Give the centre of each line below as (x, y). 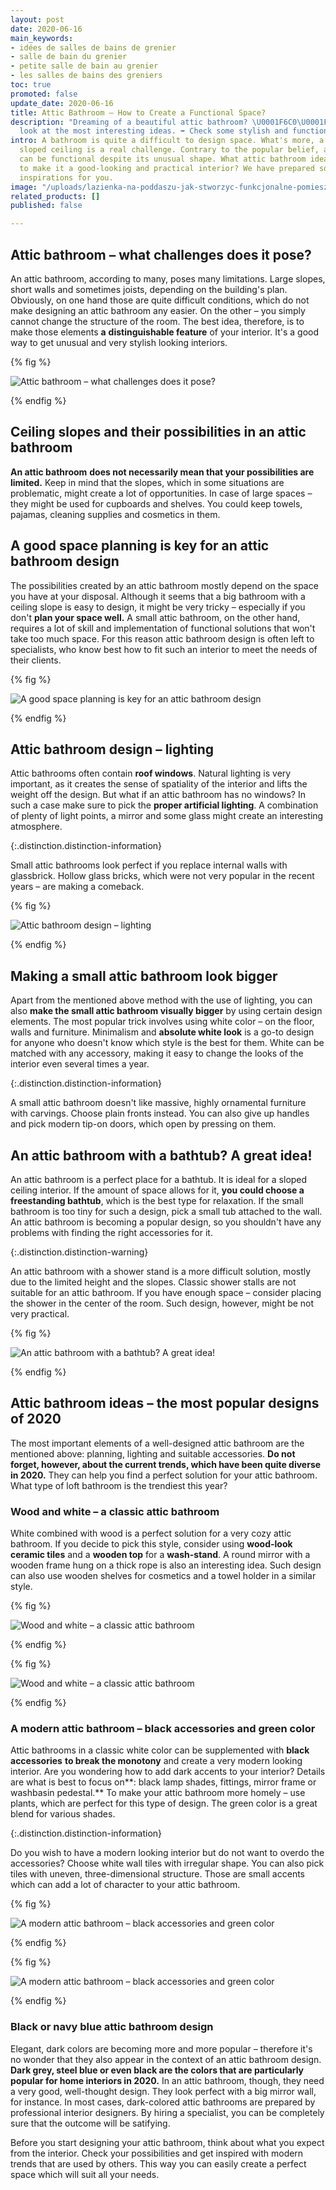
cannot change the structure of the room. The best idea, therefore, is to (157, 321)
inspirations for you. (66, 177)
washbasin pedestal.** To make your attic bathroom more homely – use (158, 1793)
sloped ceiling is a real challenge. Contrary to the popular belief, (169, 150)
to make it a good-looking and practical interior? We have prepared (167, 168)
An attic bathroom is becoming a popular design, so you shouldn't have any (166, 1222)
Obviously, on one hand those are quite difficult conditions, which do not (160, 300)
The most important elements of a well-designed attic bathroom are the (157, 1443)
